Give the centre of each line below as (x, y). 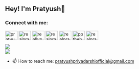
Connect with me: (27, 23)
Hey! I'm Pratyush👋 (35, 9)
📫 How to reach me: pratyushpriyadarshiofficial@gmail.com (73, 61)
